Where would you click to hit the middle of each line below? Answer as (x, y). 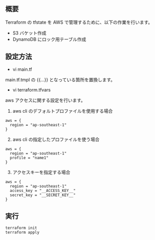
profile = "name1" (29, 158)
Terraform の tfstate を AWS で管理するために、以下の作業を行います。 (79, 22)
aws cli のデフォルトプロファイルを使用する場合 (63, 111)
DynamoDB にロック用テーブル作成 (49, 39)
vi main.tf (22, 69)
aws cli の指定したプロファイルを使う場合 (56, 139)
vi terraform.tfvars (31, 89)
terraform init (21, 228)
